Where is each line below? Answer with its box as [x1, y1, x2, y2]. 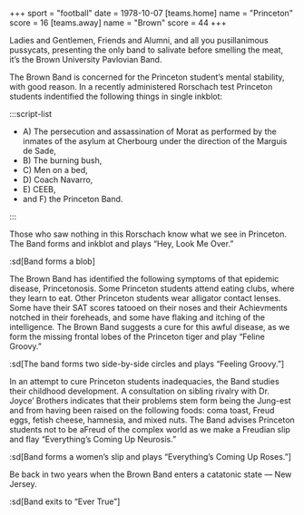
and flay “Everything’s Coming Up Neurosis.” [9, 434, 177, 444]
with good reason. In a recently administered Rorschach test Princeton [9, 82, 273, 92]
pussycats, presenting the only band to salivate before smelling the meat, [9, 44, 284, 55]
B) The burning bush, [22, 155, 103, 166]
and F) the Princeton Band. [22, 194, 123, 204]
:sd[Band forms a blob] [9, 256, 95, 267]
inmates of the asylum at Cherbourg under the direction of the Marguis [22, 136, 288, 146]
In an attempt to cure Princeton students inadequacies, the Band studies [9, 376, 279, 386]
